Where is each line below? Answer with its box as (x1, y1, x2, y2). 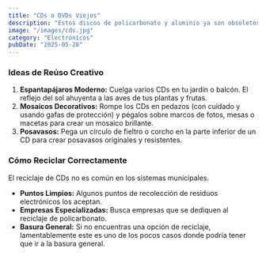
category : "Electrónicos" (8, 33, 93, 42)
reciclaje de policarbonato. (19, 213, 108, 223)
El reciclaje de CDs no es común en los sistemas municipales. (8, 173, 210, 183)
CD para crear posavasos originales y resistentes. (19, 135, 183, 145)
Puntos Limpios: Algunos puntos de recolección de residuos (19, 188, 218, 198)
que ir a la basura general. (19, 239, 105, 248)
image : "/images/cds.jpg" (8, 26, 93, 34)
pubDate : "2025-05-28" (8, 41, 83, 49)
